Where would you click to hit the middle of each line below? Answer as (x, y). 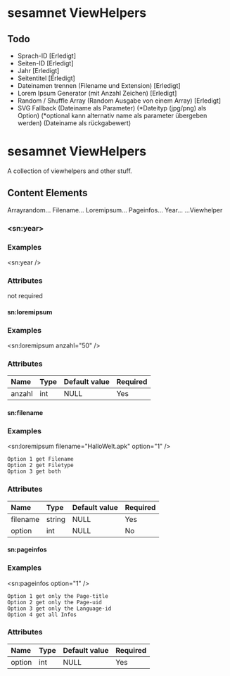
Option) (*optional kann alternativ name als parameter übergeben (112, 115)
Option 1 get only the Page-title (58, 596)
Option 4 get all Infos (42, 614)
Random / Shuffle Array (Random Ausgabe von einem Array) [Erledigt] (119, 101)
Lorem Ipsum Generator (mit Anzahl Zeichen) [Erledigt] (97, 93)
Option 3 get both (34, 472)
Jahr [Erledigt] (38, 71)
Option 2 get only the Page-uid (55, 602)
